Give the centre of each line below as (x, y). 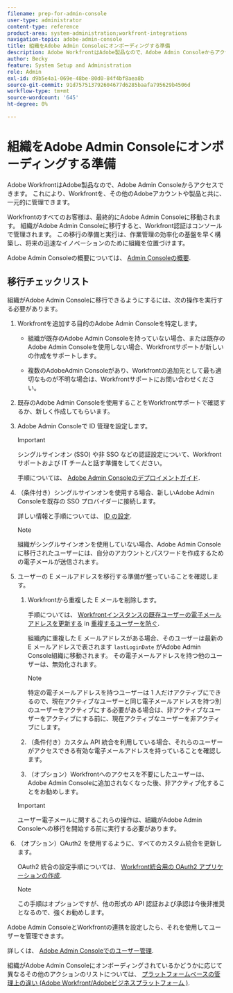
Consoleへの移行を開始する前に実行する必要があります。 (98, 828)
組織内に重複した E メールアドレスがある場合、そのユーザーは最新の (125, 638)
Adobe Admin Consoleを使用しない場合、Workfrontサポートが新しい (126, 347)
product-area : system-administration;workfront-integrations (97, 33)
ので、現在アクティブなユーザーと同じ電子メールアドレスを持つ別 (128, 701)
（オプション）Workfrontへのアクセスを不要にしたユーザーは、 (118, 774)
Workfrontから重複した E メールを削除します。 (94, 599)
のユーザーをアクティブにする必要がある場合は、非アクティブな (118, 709)
